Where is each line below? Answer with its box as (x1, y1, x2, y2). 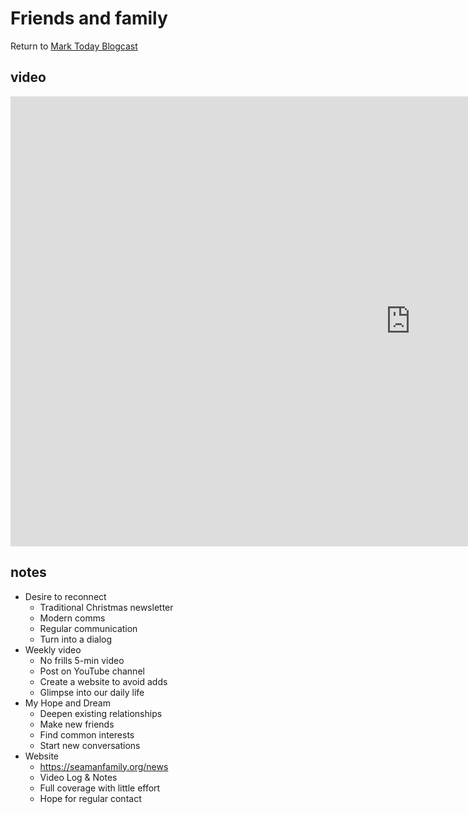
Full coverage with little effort (39, 782, 161, 794)
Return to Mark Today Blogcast (10, 40, 138, 52)
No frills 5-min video (39, 654, 125, 666)
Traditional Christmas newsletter (39, 601, 174, 613)
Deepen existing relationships (39, 707, 163, 719)
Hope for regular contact (39, 792, 142, 804)
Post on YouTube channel (39, 665, 145, 677)
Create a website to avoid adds (39, 675, 168, 687)
